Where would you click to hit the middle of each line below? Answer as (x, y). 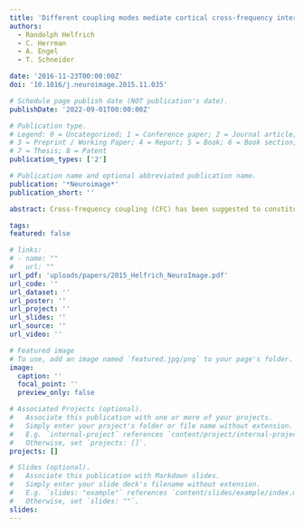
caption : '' (40, 376)
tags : (19, 226)
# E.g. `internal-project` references (87, 434)
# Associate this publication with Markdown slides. (115, 476)
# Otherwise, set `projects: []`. (78, 443)
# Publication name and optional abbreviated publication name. (133, 176)
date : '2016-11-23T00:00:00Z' (66, 77)
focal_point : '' (48, 384)
